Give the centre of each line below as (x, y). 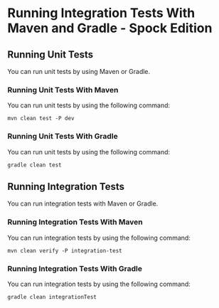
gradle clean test (34, 165)
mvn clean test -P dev (41, 119)
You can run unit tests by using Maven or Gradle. (79, 71)
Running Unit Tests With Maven (63, 90)
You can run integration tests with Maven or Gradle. (83, 203)
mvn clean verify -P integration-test (65, 250)
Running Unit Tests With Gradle (63, 137)
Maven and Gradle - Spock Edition (110, 28)
